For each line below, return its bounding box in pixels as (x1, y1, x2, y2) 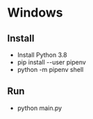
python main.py (17, 104, 62, 112)
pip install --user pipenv (17, 58, 87, 66)
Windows (7, 5, 63, 21)
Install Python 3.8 (17, 51, 67, 59)
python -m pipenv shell (17, 66, 84, 73)
